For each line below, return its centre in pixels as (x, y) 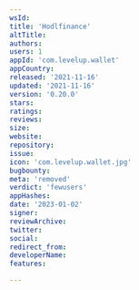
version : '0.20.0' (44, 94)
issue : (22, 153)
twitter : (26, 230)
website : (26, 137)
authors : (26, 43)
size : (20, 129)
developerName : (38, 255)
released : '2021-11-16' (55, 78)
